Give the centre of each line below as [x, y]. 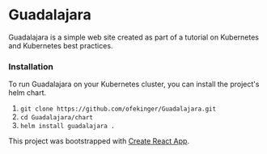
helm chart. [28, 93]
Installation [31, 66]
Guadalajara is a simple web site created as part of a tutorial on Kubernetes [133, 37]
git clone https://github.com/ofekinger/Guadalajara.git [118, 109]
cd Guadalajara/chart [56, 118]
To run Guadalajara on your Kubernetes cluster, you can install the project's [134, 84]
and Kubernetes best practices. [61, 45]
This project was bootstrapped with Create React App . [99, 141]
